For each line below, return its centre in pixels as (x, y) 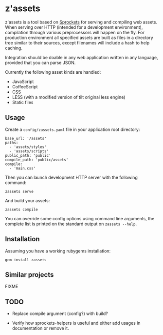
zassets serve (19, 191)
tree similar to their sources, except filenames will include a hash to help (77, 42)
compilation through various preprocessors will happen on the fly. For (75, 32)
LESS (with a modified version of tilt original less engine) (69, 97)
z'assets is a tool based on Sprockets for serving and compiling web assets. (81, 22)
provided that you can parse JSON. (40, 63)
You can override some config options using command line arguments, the (80, 218)
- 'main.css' (23, 168)
